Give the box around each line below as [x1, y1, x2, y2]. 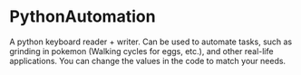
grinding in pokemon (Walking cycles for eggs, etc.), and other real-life [9, 45, 274, 56]
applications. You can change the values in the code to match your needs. [9, 55, 286, 66]
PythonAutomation [9, 6, 156, 27]
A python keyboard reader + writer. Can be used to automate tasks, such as [9, 36, 293, 47]
